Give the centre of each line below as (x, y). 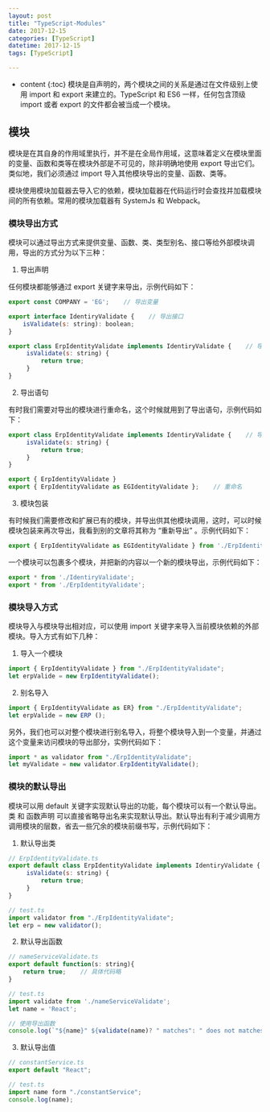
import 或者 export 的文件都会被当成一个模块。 (97, 104)
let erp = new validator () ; (55, 925)
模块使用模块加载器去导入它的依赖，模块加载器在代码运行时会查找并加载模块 (135, 190)
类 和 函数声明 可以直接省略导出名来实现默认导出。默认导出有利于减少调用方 (135, 815)
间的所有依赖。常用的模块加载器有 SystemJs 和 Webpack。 (106, 200)
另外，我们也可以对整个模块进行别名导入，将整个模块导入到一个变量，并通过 (135, 732)
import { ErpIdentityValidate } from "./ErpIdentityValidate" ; (117, 669)
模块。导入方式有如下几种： (54, 637)
